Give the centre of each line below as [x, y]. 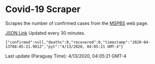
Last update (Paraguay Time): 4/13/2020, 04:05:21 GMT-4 [66, 56]
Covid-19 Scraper [43, 9]
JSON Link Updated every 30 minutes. [45, 33]
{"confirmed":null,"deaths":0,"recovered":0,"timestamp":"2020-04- [78, 42]
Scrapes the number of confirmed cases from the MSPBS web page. [77, 23]
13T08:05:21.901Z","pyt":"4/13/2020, [45, 46]
